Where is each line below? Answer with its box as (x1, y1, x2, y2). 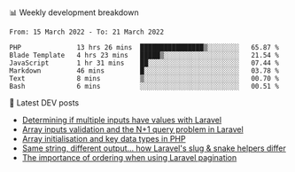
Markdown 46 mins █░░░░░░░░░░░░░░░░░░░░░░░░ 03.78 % (9, 66, 279, 75)
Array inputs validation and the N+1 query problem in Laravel (21, 124, 244, 135)
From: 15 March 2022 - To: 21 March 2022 (9, 27, 165, 36)
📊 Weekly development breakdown (9, 7, 139, 18)
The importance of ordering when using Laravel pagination (21, 152, 237, 162)
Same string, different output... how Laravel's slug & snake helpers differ (21, 143, 286, 153)
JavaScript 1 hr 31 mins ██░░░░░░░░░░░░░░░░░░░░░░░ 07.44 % (9, 59, 279, 67)
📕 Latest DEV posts (9, 98, 80, 108)
